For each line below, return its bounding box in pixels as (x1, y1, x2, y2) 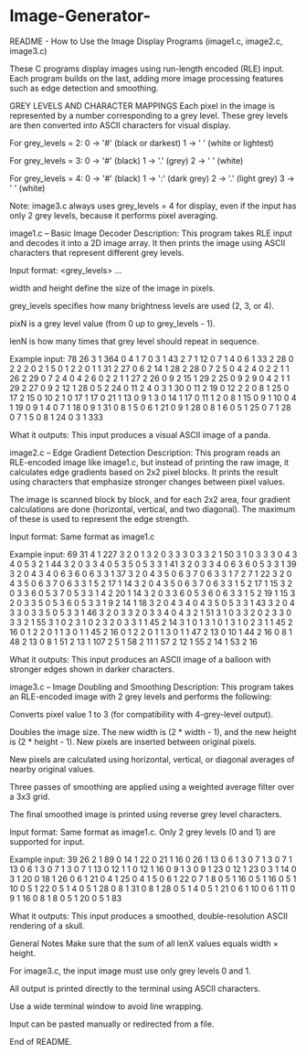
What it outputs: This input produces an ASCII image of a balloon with (9, 654, 271, 665)
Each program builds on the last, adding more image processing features (9, 72, 284, 83)
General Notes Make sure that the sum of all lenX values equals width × (9, 938, 279, 949)
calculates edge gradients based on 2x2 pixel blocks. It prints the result (9, 466, 279, 477)
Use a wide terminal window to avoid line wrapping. (9, 1000, 204, 1011)
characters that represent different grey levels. (9, 247, 185, 258)
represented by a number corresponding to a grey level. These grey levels (9, 110, 289, 121)
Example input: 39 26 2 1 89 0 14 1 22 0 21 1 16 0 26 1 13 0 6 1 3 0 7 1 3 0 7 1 (9, 854, 292, 865)
